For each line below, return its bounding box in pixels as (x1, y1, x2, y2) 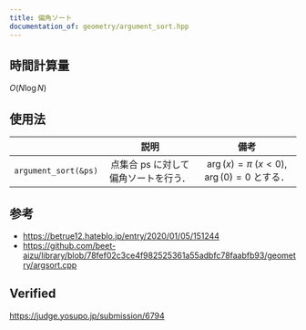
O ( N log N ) (9, 83, 47, 94)
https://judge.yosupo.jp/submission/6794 (9, 310, 166, 321)
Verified (9, 286, 56, 302)
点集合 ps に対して (110, 159, 189, 171)
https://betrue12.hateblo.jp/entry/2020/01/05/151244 (22, 230, 220, 242)
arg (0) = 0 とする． (204, 170, 290, 183)
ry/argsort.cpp (22, 259, 77, 270)
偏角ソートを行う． (108, 172, 191, 185)
